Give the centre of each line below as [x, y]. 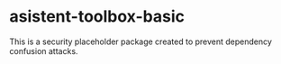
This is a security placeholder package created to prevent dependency [141, 41]
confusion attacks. [44, 50]
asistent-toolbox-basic [97, 17]
